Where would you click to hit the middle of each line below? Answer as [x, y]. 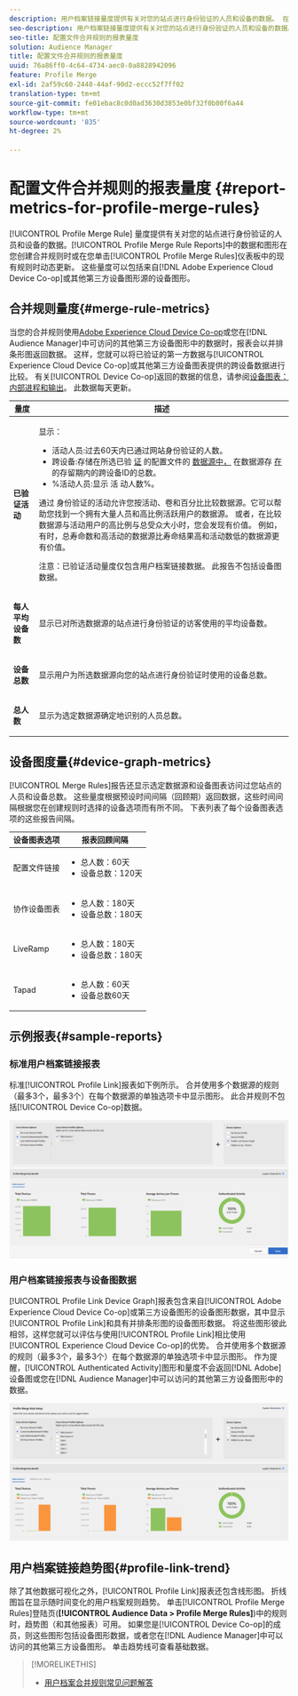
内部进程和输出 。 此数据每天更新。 [72, 388]
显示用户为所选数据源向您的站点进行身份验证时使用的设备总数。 [155, 675]
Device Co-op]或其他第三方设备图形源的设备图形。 [102, 278]
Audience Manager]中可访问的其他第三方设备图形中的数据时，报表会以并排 [146, 343]
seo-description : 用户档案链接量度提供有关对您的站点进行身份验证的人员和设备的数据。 [152, 28]
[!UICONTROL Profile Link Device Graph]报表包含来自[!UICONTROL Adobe [145, 1301]
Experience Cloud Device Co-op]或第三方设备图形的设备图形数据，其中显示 [147, 1312]
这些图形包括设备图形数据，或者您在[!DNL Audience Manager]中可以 [158, 1636]
